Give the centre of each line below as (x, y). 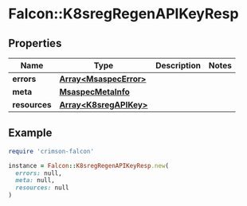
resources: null (42, 188)
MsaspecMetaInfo (94, 92)
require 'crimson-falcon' (51, 151)
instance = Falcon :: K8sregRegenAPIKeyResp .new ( (89, 165)
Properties (35, 43)
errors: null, (39, 173)
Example (30, 133)
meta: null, (35, 181)
